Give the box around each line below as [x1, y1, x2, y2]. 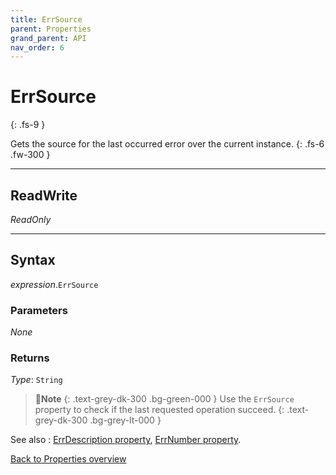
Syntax [10, 252, 56, 269]
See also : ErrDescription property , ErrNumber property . [10, 434, 242, 446]
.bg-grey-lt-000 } [89, 414, 162, 426]
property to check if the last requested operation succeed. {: [34, 404, 285, 416]
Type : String [10, 374, 63, 386]
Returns [10, 351, 50, 365]
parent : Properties [10, 24, 92, 34]
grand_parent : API [10, 33, 87, 43]
